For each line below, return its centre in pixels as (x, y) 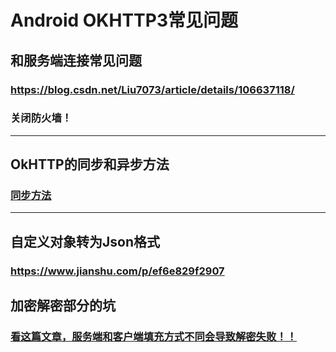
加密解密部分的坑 (63, 306)
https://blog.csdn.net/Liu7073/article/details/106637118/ (152, 89)
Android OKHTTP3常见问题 (124, 20)
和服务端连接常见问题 (76, 60)
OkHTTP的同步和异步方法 (90, 164)
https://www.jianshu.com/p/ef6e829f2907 (117, 271)
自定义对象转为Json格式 (85, 241)
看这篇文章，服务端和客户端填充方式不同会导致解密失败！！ (154, 337)
